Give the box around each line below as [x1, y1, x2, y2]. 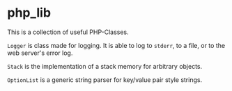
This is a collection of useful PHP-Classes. [7, 28, 129, 36]
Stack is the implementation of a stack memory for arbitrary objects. [7, 62, 203, 70]
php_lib [7, 5, 51, 21]
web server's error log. [7, 49, 73, 57]
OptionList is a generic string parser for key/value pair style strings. [7, 75, 203, 84]
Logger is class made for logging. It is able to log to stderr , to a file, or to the [7, 41, 225, 49]
